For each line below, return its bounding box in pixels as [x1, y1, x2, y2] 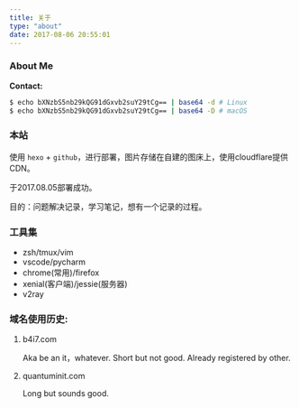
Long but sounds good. [22, 388, 110, 399]
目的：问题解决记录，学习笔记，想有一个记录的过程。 [9, 200, 207, 212]
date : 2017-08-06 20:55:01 [9, 30, 111, 39]
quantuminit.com [22, 371, 86, 382]
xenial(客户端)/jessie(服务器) [22, 279, 128, 290]
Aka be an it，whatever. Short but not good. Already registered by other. [22, 353, 291, 364]
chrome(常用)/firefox [22, 267, 100, 278]
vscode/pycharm [22, 256, 86, 267]
